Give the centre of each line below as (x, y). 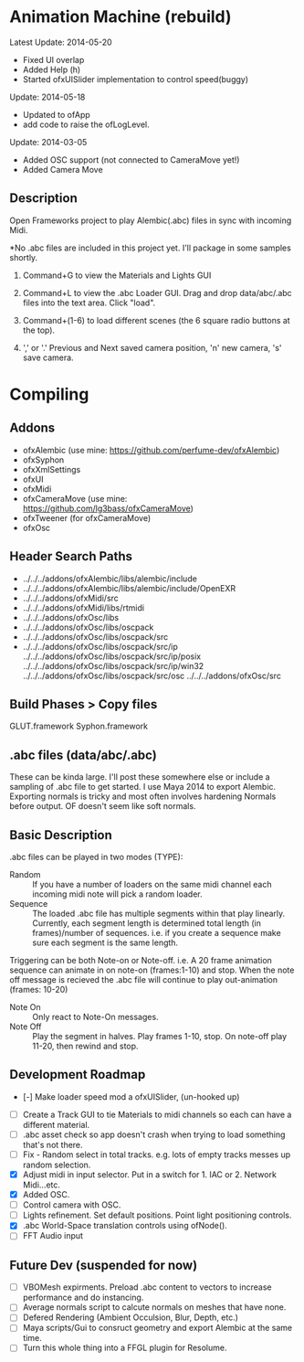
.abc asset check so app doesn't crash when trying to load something (154, 1134)
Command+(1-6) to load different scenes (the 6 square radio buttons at (156, 320)
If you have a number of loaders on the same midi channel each (152, 884)
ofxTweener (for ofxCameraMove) (87, 517)
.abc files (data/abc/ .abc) (83, 755)
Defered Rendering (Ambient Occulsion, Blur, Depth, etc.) (131, 1317)
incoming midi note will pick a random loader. (117, 894)
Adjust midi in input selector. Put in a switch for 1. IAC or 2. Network (149, 1175)
